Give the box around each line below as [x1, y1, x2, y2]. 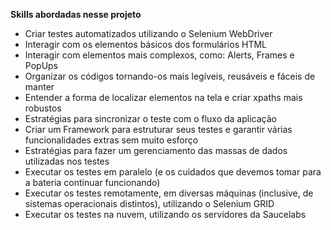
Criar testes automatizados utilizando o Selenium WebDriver [24, 28, 273, 39]
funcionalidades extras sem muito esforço [24, 134, 199, 146]
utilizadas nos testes [24, 155, 110, 167]
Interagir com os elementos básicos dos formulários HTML [24, 39, 267, 50]
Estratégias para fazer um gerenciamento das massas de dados [24, 145, 288, 156]
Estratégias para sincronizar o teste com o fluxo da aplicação [24, 113, 277, 124]
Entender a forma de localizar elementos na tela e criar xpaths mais [24, 92, 303, 103]
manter [24, 81, 55, 93]
